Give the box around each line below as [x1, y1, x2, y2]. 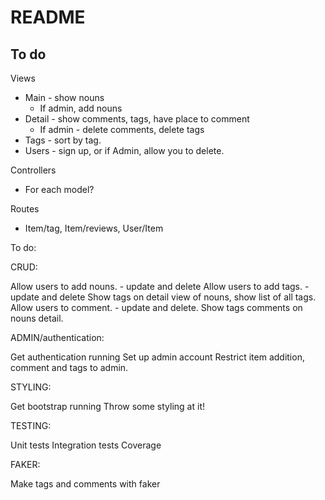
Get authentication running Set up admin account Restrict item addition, [10, 351, 305, 363]
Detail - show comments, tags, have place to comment [24, 113, 250, 125]
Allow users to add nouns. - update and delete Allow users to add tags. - [10, 281, 310, 292]
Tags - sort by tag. [24, 134, 102, 146]
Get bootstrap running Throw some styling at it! [10, 401, 205, 412]
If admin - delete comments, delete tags [39, 124, 205, 135]
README [10, 6, 86, 29]
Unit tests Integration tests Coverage [10, 439, 162, 451]
